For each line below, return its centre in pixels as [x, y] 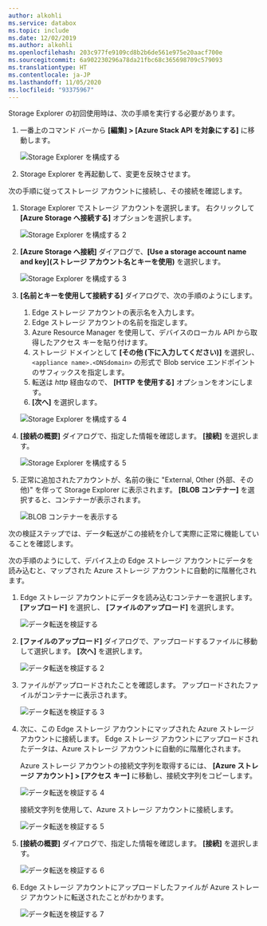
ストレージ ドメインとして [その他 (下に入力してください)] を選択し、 [145, 352]
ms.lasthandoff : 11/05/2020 [55, 82]
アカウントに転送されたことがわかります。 [99, 897]
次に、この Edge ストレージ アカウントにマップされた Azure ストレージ [137, 729]
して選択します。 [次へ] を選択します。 [83, 651]
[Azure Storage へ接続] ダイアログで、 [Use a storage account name [133, 252]
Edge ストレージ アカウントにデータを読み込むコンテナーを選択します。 [138, 598]
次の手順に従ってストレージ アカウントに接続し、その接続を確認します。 [128, 191]
